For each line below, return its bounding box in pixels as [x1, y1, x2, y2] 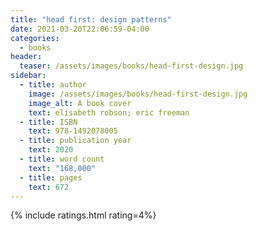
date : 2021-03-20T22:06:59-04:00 [10, 24, 150, 34]
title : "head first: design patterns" [10, 14, 172, 25]
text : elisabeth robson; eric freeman [28, 107, 190, 118]
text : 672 [28, 182, 70, 192]
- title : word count [19, 154, 105, 164]
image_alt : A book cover [28, 98, 132, 108]
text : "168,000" [28, 163, 97, 173]
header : [10, 52, 43, 62]
